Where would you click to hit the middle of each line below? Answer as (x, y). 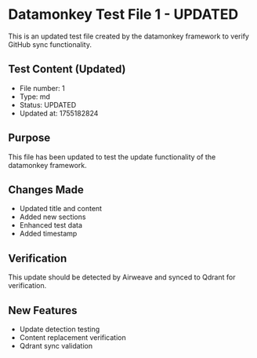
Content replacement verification (73, 338)
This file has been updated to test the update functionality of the (112, 157)
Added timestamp (48, 234)
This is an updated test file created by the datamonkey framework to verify (128, 36)
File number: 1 (42, 88)
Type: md (35, 97)
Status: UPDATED (48, 104)
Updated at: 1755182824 (59, 113)
